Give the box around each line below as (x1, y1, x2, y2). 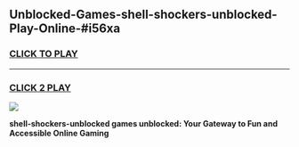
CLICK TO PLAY (9, 48, 78, 61)
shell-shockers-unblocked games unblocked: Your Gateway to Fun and (9, 118, 279, 128)
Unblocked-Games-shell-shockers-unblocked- (9, 7, 278, 22)
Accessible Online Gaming (9, 127, 109, 138)
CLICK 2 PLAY (9, 81, 71, 94)
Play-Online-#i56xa (9, 21, 121, 37)
